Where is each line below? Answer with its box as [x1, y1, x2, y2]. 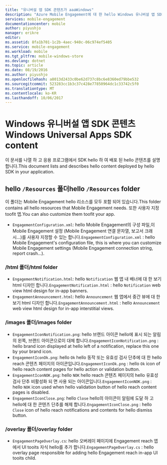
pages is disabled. [12, 389, 50, 395]
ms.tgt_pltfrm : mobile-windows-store [5, 53, 83, 59]
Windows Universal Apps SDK [5, 129, 132, 141]
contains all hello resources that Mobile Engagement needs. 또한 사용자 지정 [5, 205, 160, 211]
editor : [5, 35, 21, 40]
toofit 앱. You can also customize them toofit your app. [5, 211, 115, 217]
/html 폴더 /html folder [5, 264, 58, 271]
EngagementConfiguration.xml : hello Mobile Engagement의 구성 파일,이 [12, 222, 155, 227]
